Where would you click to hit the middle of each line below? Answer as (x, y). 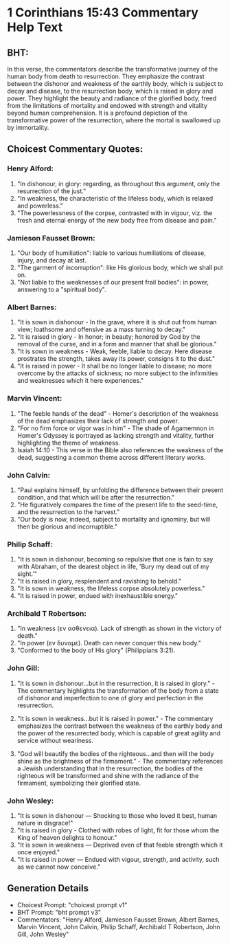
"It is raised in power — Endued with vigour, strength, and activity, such (118, 860)
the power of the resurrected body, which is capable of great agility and (119, 733)
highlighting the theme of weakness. (68, 443)
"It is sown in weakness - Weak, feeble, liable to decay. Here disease (114, 351)
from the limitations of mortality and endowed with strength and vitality (107, 105)
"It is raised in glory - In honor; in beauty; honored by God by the (108, 337)
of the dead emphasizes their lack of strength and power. (98, 421)
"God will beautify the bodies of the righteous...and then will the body (115, 753)
